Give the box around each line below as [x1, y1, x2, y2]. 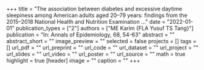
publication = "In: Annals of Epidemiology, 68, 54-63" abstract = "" [6, 31, 175, 38]
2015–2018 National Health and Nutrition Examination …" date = [6, 18, 166, 25]
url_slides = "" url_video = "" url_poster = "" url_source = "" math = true [6, 51, 186, 57]
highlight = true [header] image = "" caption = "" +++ [6, 57, 140, 64]
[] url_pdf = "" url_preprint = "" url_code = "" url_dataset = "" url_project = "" [6, 44, 199, 51]
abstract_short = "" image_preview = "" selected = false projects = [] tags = [6, 38, 197, 44]
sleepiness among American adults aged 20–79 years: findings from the [6, 12, 188, 19]
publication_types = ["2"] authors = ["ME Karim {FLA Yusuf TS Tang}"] [15, 24, 194, 32]
